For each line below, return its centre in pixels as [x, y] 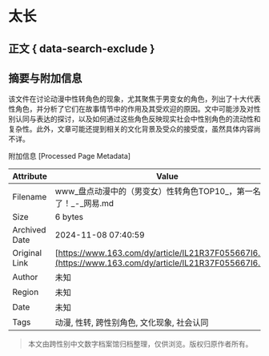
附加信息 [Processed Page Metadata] [69, 156]
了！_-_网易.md [84, 204]
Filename [30, 197]
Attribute [30, 176]
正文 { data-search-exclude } [82, 49]
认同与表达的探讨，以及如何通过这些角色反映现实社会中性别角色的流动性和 [138, 119]
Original [27, 253]
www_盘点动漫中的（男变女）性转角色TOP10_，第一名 [158, 192]
